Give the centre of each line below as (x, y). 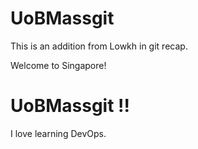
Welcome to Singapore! (58, 65)
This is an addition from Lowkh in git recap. (99, 46)
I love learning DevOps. (58, 133)
